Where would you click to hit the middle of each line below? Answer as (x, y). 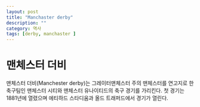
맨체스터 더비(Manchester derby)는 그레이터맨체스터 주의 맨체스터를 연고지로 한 (100, 83)
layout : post (22, 12)
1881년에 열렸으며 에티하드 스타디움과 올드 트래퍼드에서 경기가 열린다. (87, 98)
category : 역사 (24, 28)
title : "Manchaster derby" (40, 17)
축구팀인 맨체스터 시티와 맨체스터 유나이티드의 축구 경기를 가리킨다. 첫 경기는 (96, 91)
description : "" (26, 23)
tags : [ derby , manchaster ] (41, 34)
